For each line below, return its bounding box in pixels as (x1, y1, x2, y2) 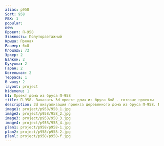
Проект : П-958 (5, 30, 34, 35)
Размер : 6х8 (5, 43, 29, 48)
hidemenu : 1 (5, 89, 29, 93)
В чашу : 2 (5, 79, 25, 84)
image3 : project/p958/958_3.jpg (5, 115, 71, 121)
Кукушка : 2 (5, 61, 27, 66)
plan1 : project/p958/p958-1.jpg (5, 125, 71, 129)
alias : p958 (5, 7, 29, 12)
